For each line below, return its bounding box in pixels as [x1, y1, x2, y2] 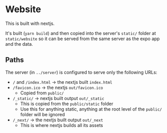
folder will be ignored [20, 111, 65, 117]
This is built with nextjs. [5, 20, 55, 26]
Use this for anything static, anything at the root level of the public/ [20, 106, 162, 112]
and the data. [5, 41, 33, 47]
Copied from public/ [20, 90, 64, 96]
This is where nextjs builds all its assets [20, 122, 103, 128]
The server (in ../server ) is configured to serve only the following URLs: [5, 69, 158, 75]
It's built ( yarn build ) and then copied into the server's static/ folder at [5, 30, 156, 36]
